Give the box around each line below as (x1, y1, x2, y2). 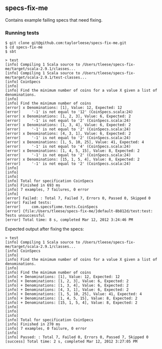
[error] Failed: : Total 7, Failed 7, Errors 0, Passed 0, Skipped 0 (5, 196, 151, 201)
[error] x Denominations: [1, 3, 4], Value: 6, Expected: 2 (5, 123, 131, 128)
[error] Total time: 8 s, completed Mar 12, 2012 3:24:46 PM (5, 217, 133, 222)
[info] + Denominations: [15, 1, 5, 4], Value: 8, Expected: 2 (5, 300, 138, 305)
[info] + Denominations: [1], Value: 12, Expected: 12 (5, 275, 120, 279)
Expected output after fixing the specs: (5, 226, 84, 232)
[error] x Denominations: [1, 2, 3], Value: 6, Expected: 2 (5, 114, 131, 119)
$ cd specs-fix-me (5, 45, 43, 50)
